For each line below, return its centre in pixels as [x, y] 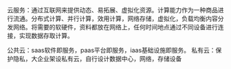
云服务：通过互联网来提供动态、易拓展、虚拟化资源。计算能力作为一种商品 [112, 10]
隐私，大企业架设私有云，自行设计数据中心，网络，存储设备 [97, 59]
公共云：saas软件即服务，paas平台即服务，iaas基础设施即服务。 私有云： [111, 50]
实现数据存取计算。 [46, 36]
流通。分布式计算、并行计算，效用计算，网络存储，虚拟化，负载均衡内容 [115, 18]
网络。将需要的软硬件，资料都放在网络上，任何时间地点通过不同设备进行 [115, 27]
